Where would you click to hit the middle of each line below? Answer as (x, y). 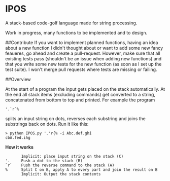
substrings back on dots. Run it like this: (47, 124)
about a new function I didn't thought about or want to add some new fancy (84, 48)
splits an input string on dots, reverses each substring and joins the (75, 118)
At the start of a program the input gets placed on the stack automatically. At (85, 89)
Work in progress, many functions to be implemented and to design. (76, 32)
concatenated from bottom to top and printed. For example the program (80, 100)
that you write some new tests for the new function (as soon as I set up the (83, 64)
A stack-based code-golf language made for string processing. (71, 23)
